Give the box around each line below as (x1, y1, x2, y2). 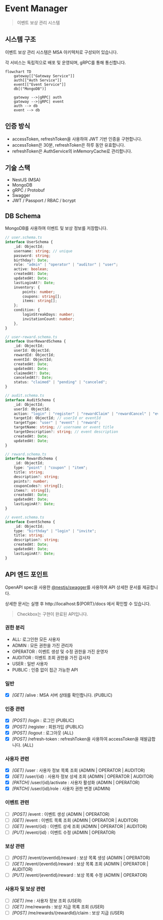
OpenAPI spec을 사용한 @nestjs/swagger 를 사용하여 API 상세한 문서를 (5, 584, 142, 590)
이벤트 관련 (5, 799, 30, 806)
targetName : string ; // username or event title (14, 425, 114, 430)
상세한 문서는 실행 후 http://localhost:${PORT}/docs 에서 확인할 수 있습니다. (5, 600, 151, 607)
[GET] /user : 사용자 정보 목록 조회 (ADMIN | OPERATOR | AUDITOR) (12, 767, 146, 773)
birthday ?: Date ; (14, 258, 49, 263)
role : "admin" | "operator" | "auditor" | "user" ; (14, 262, 118, 267)
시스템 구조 (5, 35, 36, 44)
